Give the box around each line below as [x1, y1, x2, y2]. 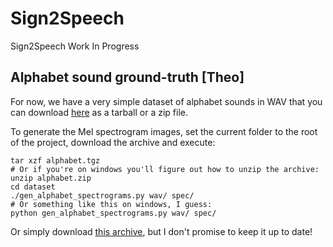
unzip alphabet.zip [10, 173, 92, 183]
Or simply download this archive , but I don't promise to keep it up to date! [10, 225, 313, 237]
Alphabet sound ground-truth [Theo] [10, 69, 245, 86]
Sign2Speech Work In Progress [10, 40, 140, 52]
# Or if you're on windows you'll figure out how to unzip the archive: [10, 164, 320, 174]
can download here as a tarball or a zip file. [10, 106, 188, 118]
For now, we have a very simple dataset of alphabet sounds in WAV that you [10, 95, 323, 107]
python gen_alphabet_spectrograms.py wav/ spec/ [10, 208, 217, 218]
